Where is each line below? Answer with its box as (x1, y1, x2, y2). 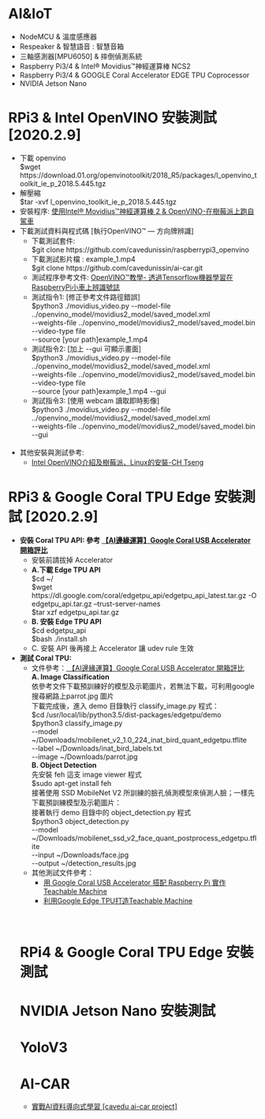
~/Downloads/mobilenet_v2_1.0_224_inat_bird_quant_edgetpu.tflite (31, 735, 247, 744)
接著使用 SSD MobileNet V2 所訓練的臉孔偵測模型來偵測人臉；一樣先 (31, 788, 255, 797)
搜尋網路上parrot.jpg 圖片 (31, 691, 114, 701)
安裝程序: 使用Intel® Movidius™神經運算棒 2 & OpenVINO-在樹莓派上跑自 (19, 206, 255, 215)
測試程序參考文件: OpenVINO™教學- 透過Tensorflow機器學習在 (31, 272, 233, 282)
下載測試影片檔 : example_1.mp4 (31, 254, 136, 264)
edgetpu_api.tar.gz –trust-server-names (31, 599, 161, 608)
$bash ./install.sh (31, 634, 88, 643)
